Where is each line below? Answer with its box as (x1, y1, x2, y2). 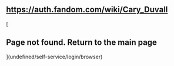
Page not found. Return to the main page (6, 38, 158, 48)
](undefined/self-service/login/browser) (6, 53, 103, 60)
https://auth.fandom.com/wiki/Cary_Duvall (6, 5, 168, 15)
